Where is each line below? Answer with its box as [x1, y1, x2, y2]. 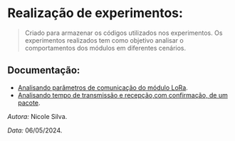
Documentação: [7, 64, 80, 76]
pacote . [17, 98, 41, 107]
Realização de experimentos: [7, 5, 184, 21]
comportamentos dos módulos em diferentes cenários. [24, 43, 187, 52]
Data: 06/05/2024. [7, 126, 63, 135]
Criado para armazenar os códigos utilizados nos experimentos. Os [24, 28, 223, 37]
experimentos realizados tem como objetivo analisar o [24, 36, 184, 44]
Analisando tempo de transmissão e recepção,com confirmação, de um [17, 90, 228, 99]
